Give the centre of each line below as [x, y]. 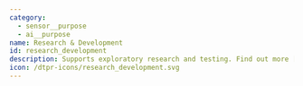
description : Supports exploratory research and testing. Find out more [149, 59]
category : [28, 17]
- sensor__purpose [52, 26]
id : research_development [58, 51]
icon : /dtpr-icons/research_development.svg [95, 68]
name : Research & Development [66, 43]
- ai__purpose [44, 34]
